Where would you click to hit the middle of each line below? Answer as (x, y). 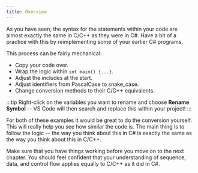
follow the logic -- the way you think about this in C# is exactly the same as (99, 133)
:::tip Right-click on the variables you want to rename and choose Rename (98, 102)
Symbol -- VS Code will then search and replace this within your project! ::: (99, 108)
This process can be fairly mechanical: (54, 53)
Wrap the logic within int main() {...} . (64, 71)
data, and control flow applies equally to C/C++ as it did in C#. (83, 163)
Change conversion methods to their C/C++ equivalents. (85, 90)
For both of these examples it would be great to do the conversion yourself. (99, 120)
